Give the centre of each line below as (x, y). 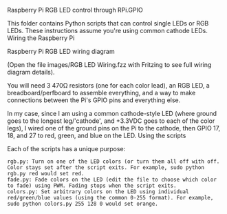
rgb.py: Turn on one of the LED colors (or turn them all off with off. (113, 162)
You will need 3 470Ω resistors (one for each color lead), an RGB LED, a (108, 85)
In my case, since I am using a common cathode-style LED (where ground (112, 114)
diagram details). (31, 72)
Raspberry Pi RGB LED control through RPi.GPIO (75, 10)
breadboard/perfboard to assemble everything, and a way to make (101, 93)
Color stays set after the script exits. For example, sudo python (106, 168)
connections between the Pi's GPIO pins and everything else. (94, 100)
